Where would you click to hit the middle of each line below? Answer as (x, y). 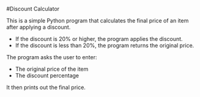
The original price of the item (52, 69)
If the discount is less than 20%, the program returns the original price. (105, 45)
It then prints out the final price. (46, 87)
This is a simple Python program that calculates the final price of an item (98, 20)
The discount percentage (47, 75)
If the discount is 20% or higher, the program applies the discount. (99, 39)
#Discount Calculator (33, 9)
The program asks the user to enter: (52, 57)
